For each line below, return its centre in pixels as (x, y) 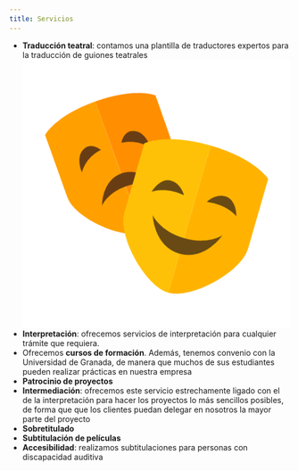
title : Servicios (41, 19)
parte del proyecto (56, 418)
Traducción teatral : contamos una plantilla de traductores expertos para (155, 45)
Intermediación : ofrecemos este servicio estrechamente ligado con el (151, 390)
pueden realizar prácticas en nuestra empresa (107, 371)
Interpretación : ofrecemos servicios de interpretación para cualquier (149, 334)
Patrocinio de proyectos (67, 381)
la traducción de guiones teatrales (85, 54)
